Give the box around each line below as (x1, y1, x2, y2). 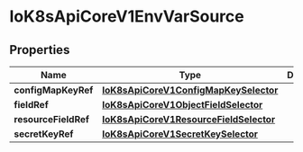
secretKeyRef (14, 128, 74, 140)
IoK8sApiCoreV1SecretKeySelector (102, 128, 259, 140)
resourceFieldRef (14, 113, 90, 125)
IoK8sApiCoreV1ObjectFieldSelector (102, 99, 263, 111)
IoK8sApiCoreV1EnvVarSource (9, 6, 245, 27)
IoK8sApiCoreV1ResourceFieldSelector (102, 113, 276, 125)
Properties (9, 42, 70, 58)
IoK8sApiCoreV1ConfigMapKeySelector (102, 84, 279, 96)
